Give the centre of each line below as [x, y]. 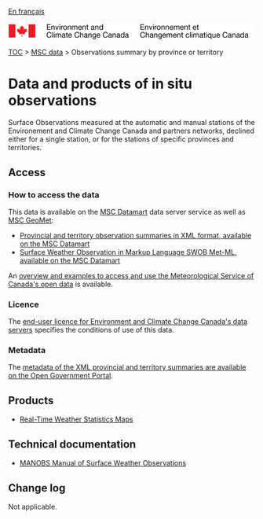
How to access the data [54, 194]
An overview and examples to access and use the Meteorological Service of [131, 275]
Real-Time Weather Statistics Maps [76, 419]
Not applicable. [33, 506]
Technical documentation [72, 444]
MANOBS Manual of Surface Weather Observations [103, 463]
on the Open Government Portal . [61, 376]
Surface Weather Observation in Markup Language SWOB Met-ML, [128, 252]
